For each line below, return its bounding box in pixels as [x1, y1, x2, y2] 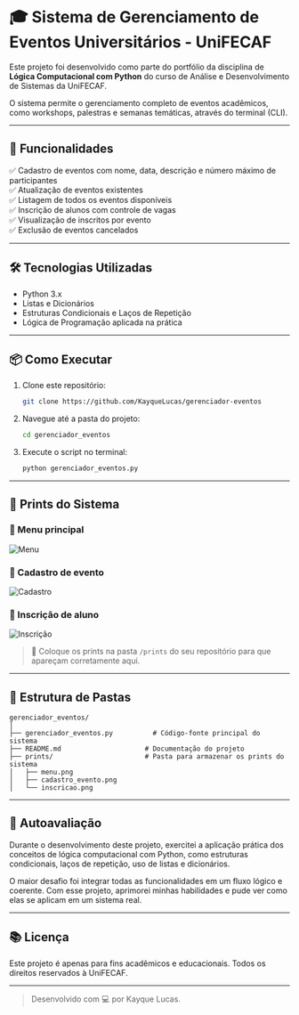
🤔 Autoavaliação [9, 816, 102, 831]
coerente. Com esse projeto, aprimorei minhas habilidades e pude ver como [9, 885, 287, 896]
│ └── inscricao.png [9, 784, 93, 792]
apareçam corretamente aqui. [30, 655, 141, 666]
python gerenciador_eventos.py [21, 464, 139, 473]
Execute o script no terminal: [21, 447, 128, 458]
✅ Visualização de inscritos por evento [9, 215, 151, 225]
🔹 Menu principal [9, 524, 85, 536]
